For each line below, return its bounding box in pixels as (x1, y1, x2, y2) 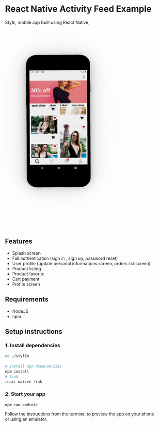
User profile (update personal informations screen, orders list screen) (12, 260, 151, 266)
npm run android (5, 402, 38, 407)
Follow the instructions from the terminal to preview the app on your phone (5, 411, 155, 417)
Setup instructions (5, 327, 63, 336)
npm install (5, 369, 29, 374)
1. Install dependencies (5, 342, 61, 349)
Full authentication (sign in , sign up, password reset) (12, 255, 118, 261)
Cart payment (12, 276, 40, 282)
